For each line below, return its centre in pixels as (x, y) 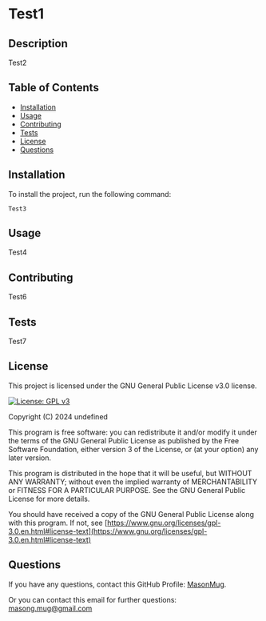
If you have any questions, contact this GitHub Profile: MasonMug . (117, 584)
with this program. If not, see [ (58, 523)
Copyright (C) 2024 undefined (58, 416)
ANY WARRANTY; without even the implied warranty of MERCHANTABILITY (133, 482)
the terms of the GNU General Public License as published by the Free (124, 440)
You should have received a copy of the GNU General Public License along (131, 514)
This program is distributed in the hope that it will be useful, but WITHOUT (130, 473)
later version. (30, 458)
